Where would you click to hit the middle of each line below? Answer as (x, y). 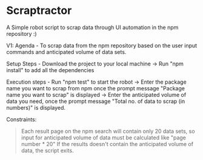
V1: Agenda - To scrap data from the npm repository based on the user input (102, 45)
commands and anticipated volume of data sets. (66, 52)
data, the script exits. (47, 150)
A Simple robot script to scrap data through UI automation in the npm (92, 27)
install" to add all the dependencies (50, 70)
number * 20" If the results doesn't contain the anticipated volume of (107, 144)
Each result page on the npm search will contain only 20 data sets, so (108, 131)
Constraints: (22, 119)
